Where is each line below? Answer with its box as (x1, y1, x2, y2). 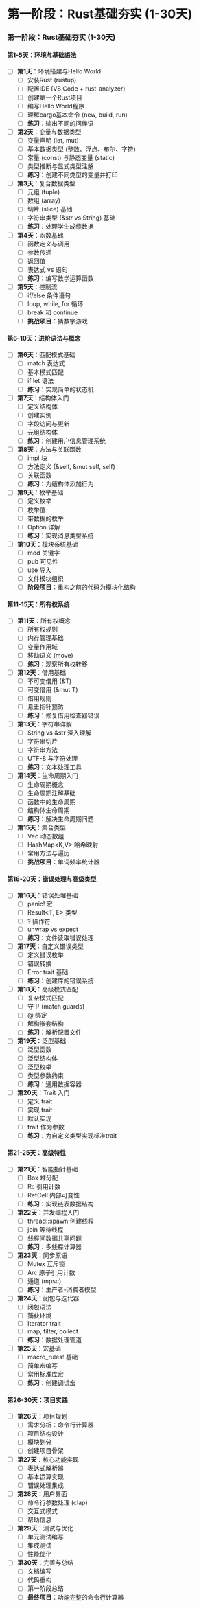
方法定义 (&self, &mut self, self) (27, 463, 115, 471)
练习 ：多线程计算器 (27, 1242, 82, 1250)
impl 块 (27, 454, 48, 462)
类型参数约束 (27, 1071, 64, 1079)
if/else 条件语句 (27, 291, 71, 299)
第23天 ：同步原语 (16, 1251, 67, 1259)
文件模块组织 (27, 575, 64, 583)
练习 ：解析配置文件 (27, 1028, 82, 1037)
